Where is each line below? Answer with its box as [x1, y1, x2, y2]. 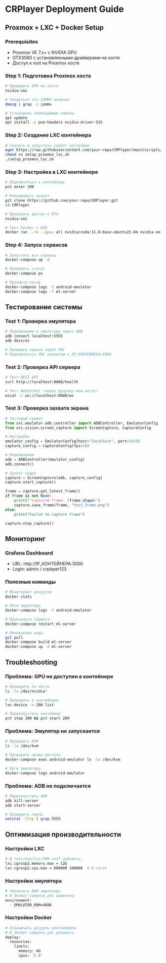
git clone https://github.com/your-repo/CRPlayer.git [5, 198, 119, 203]
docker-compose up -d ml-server [5, 644, 72, 649]
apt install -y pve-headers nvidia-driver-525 [5, 120, 103, 125]
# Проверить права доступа [5, 753, 61, 757]
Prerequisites [5, 38, 38, 45]
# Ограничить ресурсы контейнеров [5, 925, 77, 930]
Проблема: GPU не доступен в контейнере [5, 673, 114, 680]
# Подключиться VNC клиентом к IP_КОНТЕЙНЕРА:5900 [5, 351, 112, 357]
